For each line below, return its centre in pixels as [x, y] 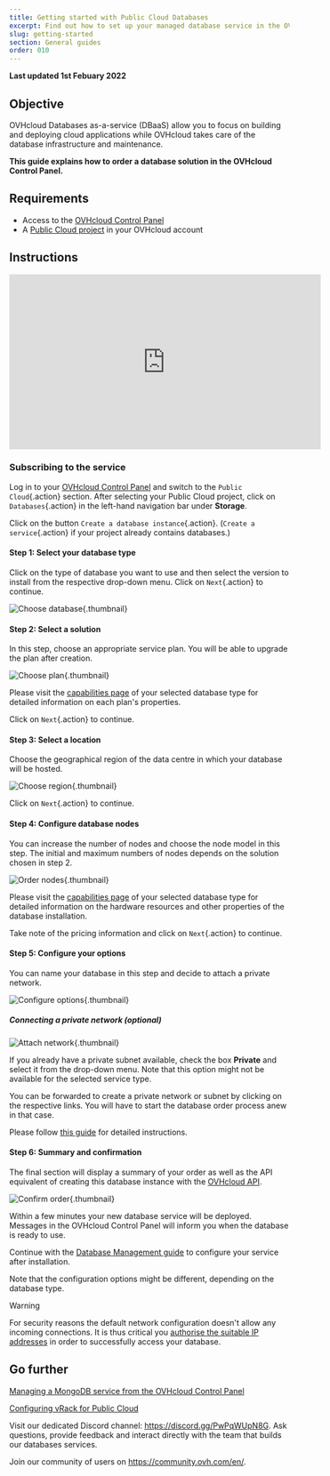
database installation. [48, 916]
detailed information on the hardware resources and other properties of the [147, 906]
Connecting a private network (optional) [85, 1020]
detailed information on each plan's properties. [95, 702]
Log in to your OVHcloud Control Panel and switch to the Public [126, 486]
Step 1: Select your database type [72, 553]
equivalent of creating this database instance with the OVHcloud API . [136, 1182]
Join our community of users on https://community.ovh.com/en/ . [128, 1461]
